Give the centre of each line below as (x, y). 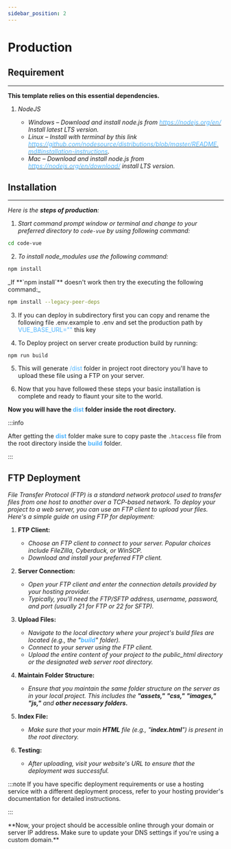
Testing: (30, 750)
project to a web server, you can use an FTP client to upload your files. (108, 509)
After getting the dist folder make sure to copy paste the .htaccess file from (114, 436)
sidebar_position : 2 (37, 13)
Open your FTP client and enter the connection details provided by (122, 584)
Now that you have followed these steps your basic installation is (109, 389)
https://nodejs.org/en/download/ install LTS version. (101, 166)
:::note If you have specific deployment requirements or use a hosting (106, 784)
